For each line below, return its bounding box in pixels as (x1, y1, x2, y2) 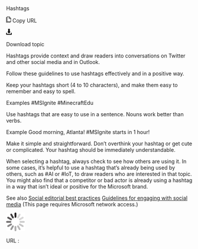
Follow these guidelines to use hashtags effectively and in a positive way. (6, 70, 184, 77)
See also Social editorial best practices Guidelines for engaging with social (6, 194, 188, 202)
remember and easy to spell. (6, 88, 76, 95)
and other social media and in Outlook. (6, 59, 100, 66)
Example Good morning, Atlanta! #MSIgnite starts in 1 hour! (6, 129, 150, 136)
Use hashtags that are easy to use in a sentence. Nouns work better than (6, 111, 184, 118)
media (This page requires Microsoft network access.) (6, 201, 138, 208)
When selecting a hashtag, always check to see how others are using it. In (6, 158, 187, 165)
